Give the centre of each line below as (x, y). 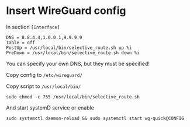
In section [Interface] (33, 27)
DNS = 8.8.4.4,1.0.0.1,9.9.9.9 (44, 37)
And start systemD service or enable (50, 107)
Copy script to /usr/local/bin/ (44, 86)
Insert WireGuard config (66, 11)
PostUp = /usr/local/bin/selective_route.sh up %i (69, 48)
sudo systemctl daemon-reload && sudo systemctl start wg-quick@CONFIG (95, 118)
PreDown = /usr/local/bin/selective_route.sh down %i (73, 53)
